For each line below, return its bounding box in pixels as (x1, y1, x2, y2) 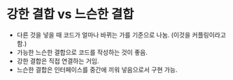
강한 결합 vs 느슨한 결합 (6, 6, 134, 22)
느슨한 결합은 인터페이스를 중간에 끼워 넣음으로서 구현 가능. (16, 65, 178, 74)
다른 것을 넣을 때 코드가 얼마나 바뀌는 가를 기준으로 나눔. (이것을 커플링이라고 (16, 31, 227, 39)
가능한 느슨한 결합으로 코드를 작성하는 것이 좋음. (16, 48, 148, 56)
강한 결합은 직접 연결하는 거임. (16, 56, 99, 65)
